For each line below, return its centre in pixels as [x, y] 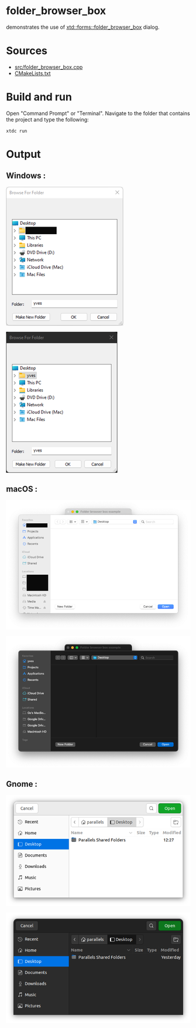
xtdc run [17, 131]
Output [23, 154]
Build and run [39, 97]
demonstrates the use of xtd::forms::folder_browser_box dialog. [83, 27]
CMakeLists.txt [32, 73]
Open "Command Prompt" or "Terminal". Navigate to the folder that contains [98, 113]
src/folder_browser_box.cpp [49, 67]
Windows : [26, 176]
